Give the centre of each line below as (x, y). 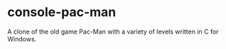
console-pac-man (62, 12)
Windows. (22, 38)
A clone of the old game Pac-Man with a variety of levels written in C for (113, 31)
